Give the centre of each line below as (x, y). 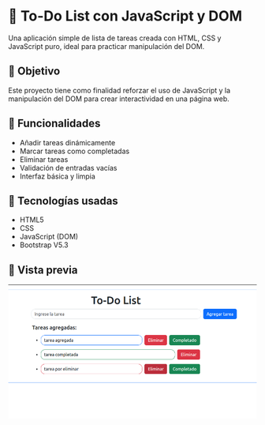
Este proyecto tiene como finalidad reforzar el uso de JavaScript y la (119, 90)
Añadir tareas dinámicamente (67, 142)
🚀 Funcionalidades (54, 124)
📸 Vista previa (43, 270)
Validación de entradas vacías (68, 167)
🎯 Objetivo (34, 71)
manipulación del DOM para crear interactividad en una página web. (119, 99)
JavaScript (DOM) (49, 237)
